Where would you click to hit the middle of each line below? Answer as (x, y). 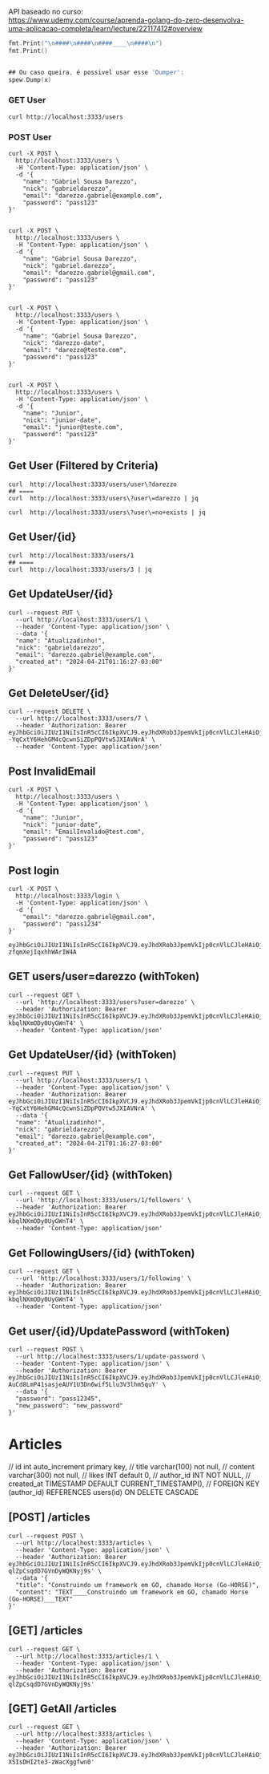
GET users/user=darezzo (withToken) (104, 976)
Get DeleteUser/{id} (59, 693)
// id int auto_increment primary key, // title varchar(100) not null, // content (131, 1466)
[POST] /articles (49, 1518)
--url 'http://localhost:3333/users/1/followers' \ (104, 1201)
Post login (34, 871)
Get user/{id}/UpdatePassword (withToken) (119, 1331)
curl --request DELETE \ (50, 712)
